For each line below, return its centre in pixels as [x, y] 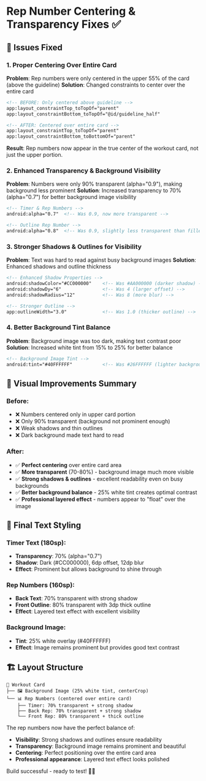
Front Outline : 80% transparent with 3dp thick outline [83, 605]
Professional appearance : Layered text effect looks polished [92, 759]
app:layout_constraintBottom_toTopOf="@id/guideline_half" [83, 114]
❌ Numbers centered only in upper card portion [75, 414]
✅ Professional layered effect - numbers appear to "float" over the [100, 499]
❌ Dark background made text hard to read [70, 435]
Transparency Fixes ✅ [64, 24]
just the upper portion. [35, 155]
